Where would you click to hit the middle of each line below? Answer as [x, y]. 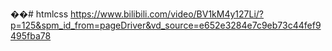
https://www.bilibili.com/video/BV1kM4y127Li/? [167, 14]
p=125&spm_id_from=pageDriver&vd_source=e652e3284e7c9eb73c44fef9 [166, 25]
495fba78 [31, 36]
